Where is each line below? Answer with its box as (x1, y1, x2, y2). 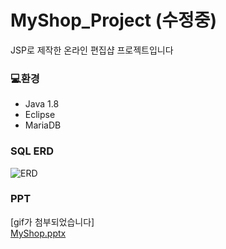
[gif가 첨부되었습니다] (10, 216, 95, 228)
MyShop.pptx (10, 227, 67, 239)
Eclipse (24, 109, 56, 121)
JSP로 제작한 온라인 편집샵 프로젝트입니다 (10, 44, 174, 56)
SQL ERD (10, 144, 55, 158)
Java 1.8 (24, 98, 60, 110)
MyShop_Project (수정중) (10, 9, 218, 32)
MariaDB (24, 119, 62, 131)
